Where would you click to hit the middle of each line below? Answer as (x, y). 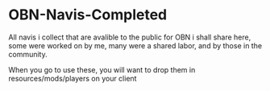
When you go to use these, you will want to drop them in (102, 69)
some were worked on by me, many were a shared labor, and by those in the (135, 45)
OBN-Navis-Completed (88, 15)
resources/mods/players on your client (73, 78)
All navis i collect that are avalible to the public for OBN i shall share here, (130, 37)
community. (28, 54)
